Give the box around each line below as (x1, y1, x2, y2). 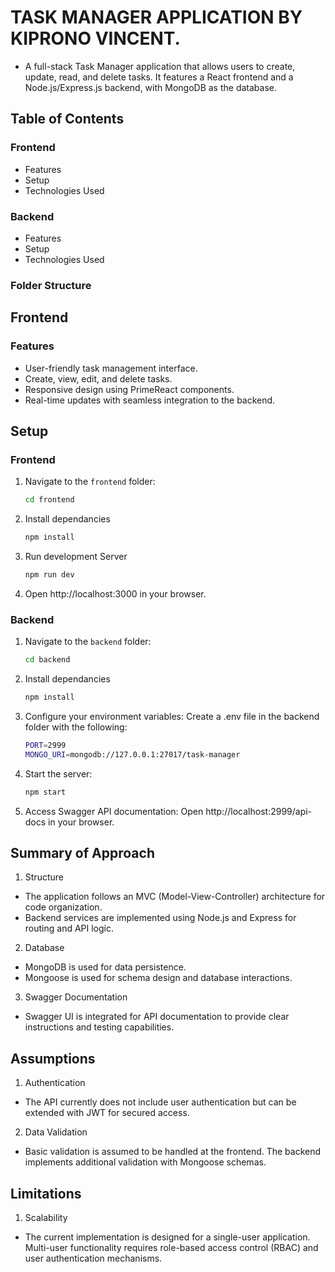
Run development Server (24, 550, 128, 562)
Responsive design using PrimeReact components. (24, 383, 235, 395)
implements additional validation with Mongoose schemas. (24, 1156, 267, 1168)
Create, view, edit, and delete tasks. (24, 372, 173, 385)
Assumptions (10, 1050, 96, 1067)
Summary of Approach (10, 844, 155, 861)
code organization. (24, 901, 103, 913)
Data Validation (24, 1126, 88, 1138)
